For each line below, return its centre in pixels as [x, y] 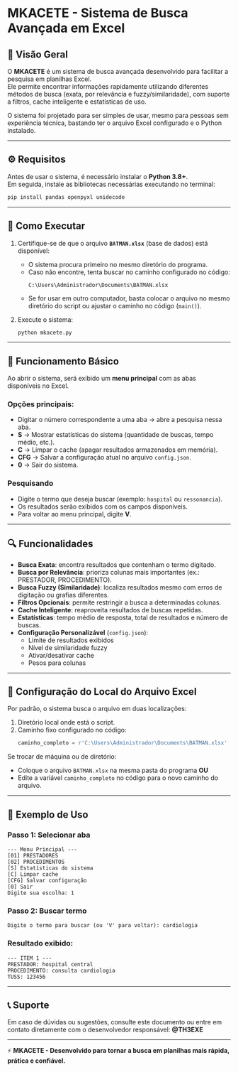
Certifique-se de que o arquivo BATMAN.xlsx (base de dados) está [113, 243]
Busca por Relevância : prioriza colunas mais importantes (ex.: [109, 572]
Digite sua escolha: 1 [41, 893]
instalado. [22, 130]
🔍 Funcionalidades [50, 544]
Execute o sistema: [45, 319]
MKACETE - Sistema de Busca [98, 13]
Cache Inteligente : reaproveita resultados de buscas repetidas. [110, 610]
